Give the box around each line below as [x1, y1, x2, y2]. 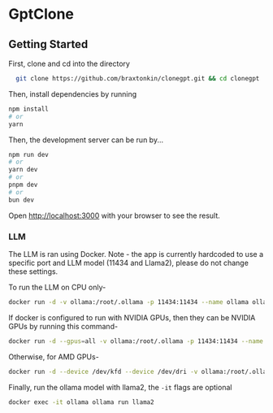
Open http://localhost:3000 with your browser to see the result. [8, 211, 221, 220]
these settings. [8, 266, 58, 276]
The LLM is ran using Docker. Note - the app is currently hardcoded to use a [8, 249, 264, 259]
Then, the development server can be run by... [8, 135, 164, 145]
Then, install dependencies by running [8, 89, 137, 98]
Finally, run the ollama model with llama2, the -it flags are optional [8, 382, 232, 392]
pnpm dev [8, 180, 38, 189]
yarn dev [8, 166, 38, 174]
